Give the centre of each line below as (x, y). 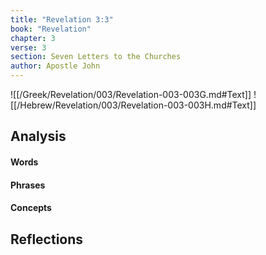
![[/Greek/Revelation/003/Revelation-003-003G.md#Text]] (131, 94)
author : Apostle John (55, 66)
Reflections (47, 239)
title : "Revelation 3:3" (62, 19)
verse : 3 (28, 47)
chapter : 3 (33, 38)
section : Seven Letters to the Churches (96, 57)
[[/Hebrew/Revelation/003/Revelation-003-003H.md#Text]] (133, 105)
